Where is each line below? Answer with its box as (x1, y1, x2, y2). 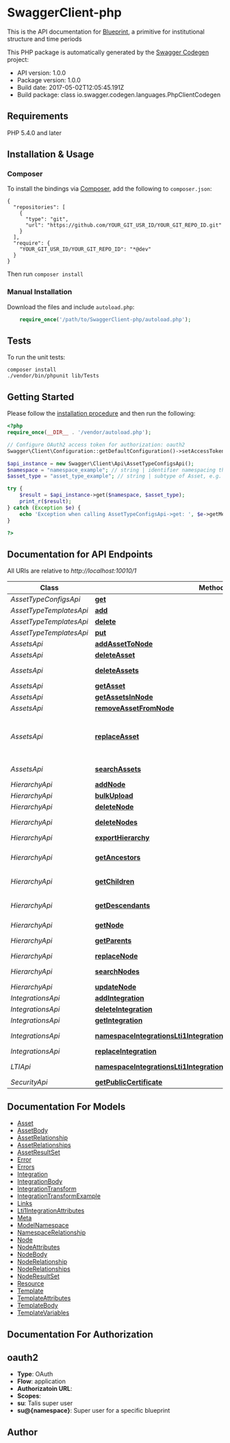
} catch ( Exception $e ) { (7, 504, 81, 511)
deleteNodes (94, 818, 138, 828)
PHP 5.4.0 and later (7, 128, 62, 137)
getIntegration (94, 1016, 143, 1025)
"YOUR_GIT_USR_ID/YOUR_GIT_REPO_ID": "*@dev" (19, 246, 152, 253)
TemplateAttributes (16, 1294, 71, 1302)
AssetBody (16, 1127, 49, 1135)
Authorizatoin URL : (16, 1385, 73, 1393)
